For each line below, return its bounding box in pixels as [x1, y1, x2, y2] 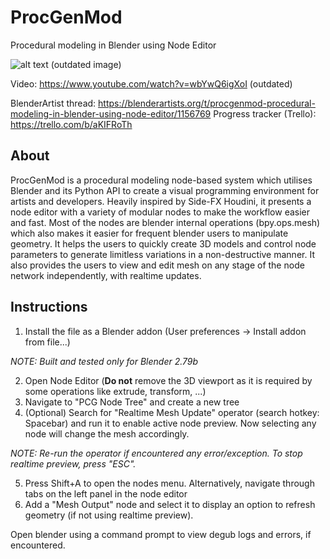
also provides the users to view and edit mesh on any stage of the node [10, 259, 305, 271]
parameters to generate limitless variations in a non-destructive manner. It [10, 248, 315, 260]
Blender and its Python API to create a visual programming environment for [10, 184, 320, 196]
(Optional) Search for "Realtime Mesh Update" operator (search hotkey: [24, 406, 320, 418]
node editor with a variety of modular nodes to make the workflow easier [10, 206, 311, 218]
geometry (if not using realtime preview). [24, 509, 194, 521]
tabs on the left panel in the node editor [24, 487, 188, 500]
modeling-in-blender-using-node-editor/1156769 [10, 107, 212, 120]
